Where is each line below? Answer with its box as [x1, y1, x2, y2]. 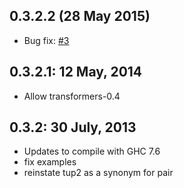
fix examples [23, 156, 77, 168]
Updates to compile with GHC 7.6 [23, 145, 161, 158]
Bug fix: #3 [23, 34, 70, 46]
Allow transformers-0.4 [23, 90, 121, 102]
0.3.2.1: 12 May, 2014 [9, 64, 143, 81]
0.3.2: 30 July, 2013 [9, 119, 137, 136]
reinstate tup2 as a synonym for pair [23, 167, 174, 179]
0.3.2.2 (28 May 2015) [9, 8, 151, 25]
